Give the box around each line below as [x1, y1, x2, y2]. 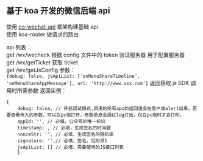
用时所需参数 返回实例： [6, 87, 67, 94]
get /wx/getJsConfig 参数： [6, 66, 76, 74]
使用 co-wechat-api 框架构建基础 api [6, 23, 99, 30]
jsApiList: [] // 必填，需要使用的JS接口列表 [17, 144, 124, 150]
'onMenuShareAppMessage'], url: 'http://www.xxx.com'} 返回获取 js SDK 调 [6, 79, 196, 86]
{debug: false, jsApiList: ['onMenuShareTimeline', [6, 73, 140, 79]
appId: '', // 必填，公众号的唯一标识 [17, 118, 105, 125]
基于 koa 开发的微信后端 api [6, 5, 111, 16]
